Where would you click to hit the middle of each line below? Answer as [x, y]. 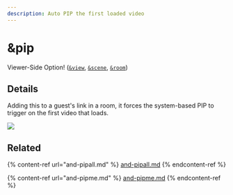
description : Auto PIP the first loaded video [76, 14]
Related [24, 147]
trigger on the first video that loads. [58, 113]
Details [23, 88]
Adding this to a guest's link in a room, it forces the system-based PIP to [111, 105]
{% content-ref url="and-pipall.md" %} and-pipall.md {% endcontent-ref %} [116, 164]
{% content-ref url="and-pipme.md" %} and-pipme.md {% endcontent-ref [114, 178]
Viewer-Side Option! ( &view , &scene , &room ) [68, 67]
